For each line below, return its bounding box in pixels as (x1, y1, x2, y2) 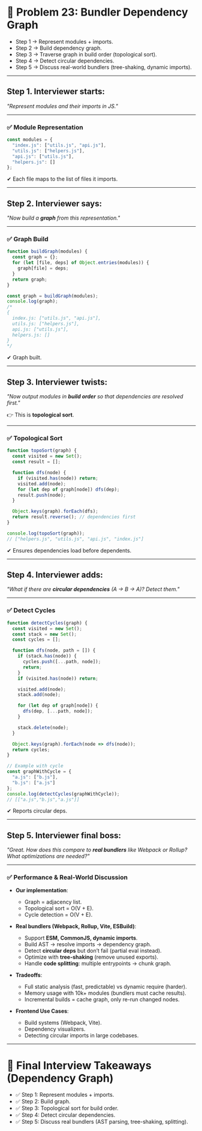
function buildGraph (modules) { (7, 248, 88, 254)
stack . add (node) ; (17, 692, 61, 698)
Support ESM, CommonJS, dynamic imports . (24, 934, 138, 941)
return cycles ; (12, 746, 50, 752)
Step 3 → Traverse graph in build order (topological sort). (15, 50, 158, 58)
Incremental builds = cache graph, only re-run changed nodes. (24, 996, 180, 1003)
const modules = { (7, 137, 53, 143)
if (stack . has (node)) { (17, 653, 77, 659)
